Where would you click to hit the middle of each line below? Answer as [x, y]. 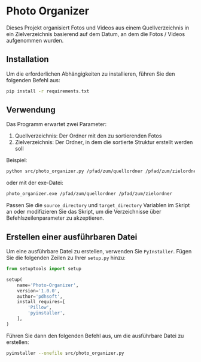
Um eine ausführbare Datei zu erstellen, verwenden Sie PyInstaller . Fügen [99, 251]
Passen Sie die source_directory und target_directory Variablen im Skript [98, 205]
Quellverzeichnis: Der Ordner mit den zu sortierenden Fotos [88, 136]
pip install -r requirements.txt [48, 91]
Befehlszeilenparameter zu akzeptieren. [55, 218]
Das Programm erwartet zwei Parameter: [57, 124]
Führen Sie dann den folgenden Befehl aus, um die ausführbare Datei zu [95, 336]
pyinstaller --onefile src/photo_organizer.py [65, 353]
